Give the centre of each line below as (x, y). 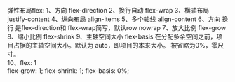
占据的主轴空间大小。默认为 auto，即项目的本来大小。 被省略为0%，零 (115, 45)
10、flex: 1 (22, 63)
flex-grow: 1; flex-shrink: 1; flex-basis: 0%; (68, 71)
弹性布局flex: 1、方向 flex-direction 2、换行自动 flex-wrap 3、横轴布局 (108, 10)
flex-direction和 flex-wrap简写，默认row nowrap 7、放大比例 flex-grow (123, 28)
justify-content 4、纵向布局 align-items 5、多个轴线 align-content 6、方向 (114, 19)
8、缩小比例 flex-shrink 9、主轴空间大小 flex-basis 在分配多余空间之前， (112, 36)
